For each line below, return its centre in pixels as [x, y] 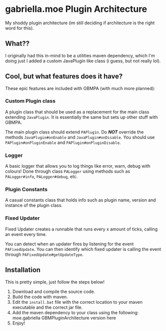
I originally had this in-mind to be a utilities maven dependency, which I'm [80, 55]
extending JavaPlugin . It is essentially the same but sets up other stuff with [82, 117]
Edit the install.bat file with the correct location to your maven [77, 302]
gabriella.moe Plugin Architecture [76, 9]
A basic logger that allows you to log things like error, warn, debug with [78, 166]
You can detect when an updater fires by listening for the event [69, 244]
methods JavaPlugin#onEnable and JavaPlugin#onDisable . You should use [80, 137]
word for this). [20, 28]
